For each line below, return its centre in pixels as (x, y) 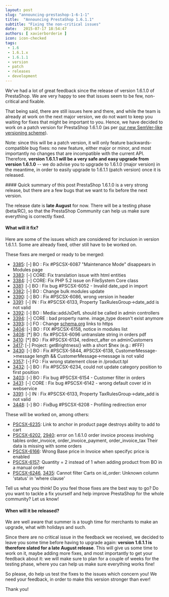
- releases (19, 72)
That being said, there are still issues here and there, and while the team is (83, 111)
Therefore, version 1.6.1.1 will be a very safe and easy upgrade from (77, 159)
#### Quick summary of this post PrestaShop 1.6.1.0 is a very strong (77, 185)
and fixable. (33, 101)
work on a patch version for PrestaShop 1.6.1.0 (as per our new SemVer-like (84, 127)
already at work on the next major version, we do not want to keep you (79, 116)
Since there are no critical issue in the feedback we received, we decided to (84, 537)
